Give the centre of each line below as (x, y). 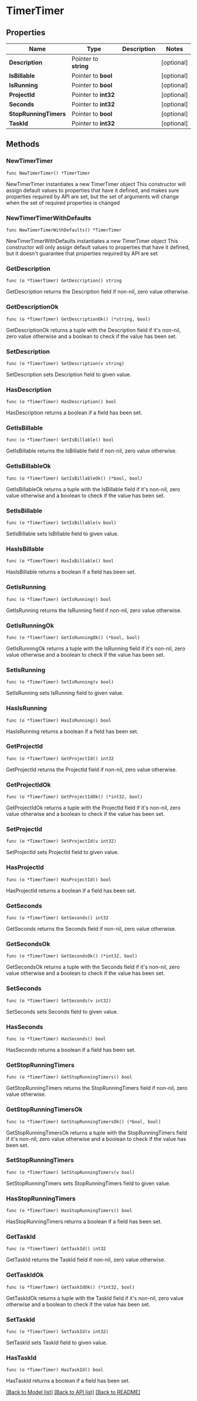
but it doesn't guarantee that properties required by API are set (82, 253)
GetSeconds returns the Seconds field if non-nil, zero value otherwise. (91, 929)
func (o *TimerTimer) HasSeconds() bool (56, 1039)
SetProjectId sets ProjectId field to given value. (62, 852)
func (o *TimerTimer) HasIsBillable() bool (60, 561)
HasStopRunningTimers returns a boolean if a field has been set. (84, 1221)
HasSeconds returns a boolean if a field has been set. (71, 1049)
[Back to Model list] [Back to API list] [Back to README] (73, 1392)
